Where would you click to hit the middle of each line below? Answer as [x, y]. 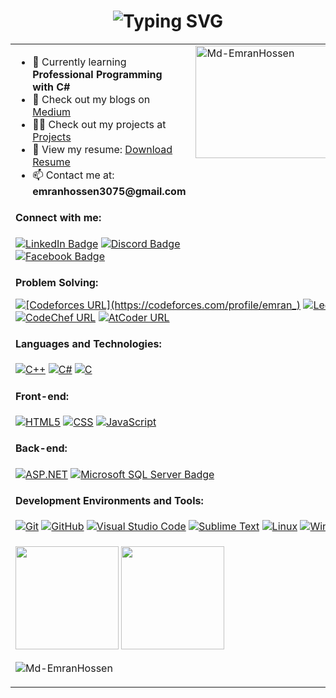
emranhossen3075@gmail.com [109, 191]
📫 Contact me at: [73, 175]
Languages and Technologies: [88, 343]
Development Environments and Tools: [109, 500]
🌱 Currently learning [79, 62]
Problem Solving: [57, 282]
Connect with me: [58, 218]
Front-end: [42, 396]
